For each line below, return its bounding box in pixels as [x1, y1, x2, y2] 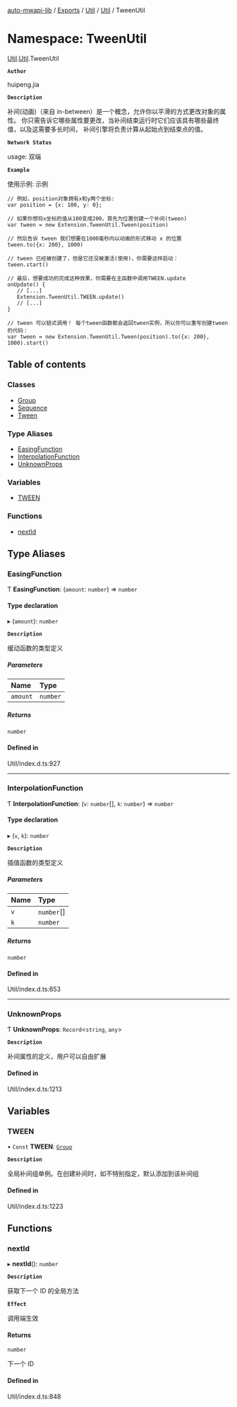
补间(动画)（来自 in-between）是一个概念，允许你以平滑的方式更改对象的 [7, 107, 220, 115]
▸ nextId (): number [7, 1260, 59, 1268]
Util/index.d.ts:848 [7, 1392, 61, 1401]
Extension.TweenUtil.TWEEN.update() [16, 293, 125, 300]
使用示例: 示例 [7, 180, 48, 188]
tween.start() [7, 261, 49, 268]
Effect [7, 1301, 27, 1308]
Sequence [17, 403, 48, 412]
